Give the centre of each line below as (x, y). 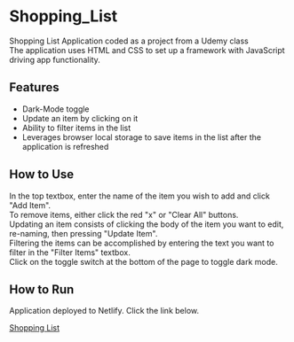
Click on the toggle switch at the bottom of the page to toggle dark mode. (143, 261)
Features (34, 87)
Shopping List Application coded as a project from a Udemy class (129, 41)
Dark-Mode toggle (56, 109)
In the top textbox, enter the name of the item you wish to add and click (140, 196)
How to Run (42, 289)
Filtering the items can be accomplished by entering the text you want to (142, 243)
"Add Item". (30, 205)
